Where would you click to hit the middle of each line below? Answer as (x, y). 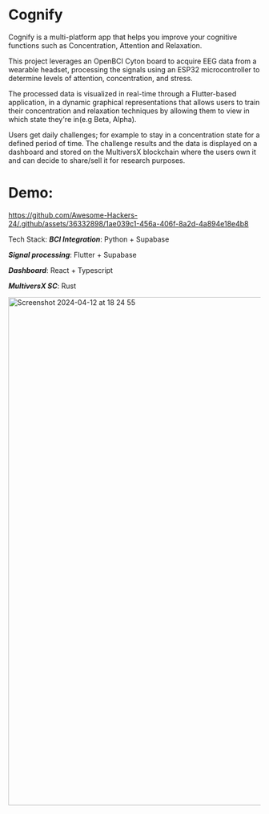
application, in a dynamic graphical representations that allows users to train (134, 102)
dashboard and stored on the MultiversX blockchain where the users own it (132, 152)
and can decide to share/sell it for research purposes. (97, 160)
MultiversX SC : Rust (42, 286)
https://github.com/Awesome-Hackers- (73, 215)
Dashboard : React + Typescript (61, 270)
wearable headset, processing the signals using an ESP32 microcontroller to (134, 69)
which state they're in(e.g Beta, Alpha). (72, 119)
